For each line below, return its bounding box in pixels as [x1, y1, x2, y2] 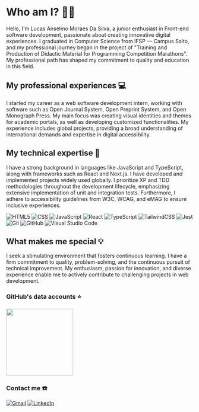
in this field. [6, 62, 34, 70]
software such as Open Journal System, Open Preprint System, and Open [6, 106, 187, 113]
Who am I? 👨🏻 [6, 5, 75, 19]
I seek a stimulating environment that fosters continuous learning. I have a [6, 252, 187, 260]
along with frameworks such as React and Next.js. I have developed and [6, 170, 183, 177]
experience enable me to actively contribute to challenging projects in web [6, 271, 189, 278]
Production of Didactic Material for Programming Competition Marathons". [6, 50, 188, 57]
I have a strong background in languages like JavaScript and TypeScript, [6, 164, 184, 171]
